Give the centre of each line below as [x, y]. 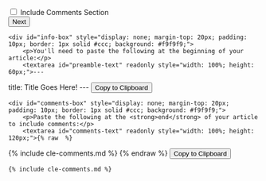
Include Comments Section [64, 12]
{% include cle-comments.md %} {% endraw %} [88, 153]
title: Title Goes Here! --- [49, 87]
